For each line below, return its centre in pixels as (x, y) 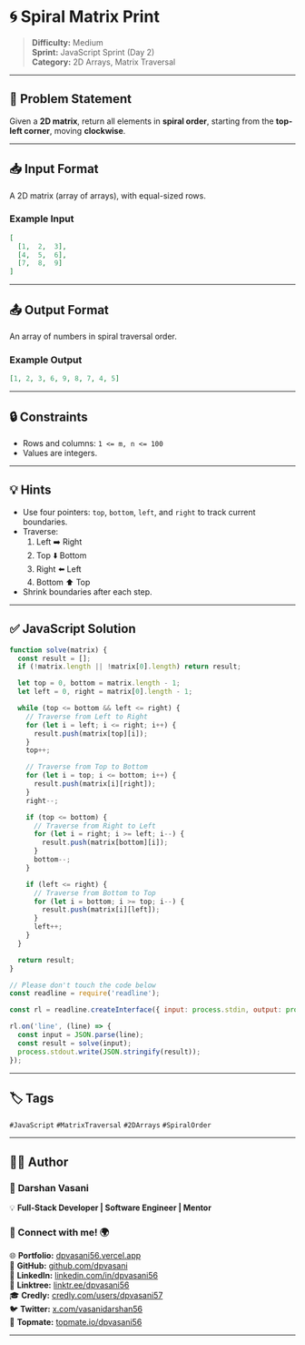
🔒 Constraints (49, 417)
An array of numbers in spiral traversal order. (93, 336)
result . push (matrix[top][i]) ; (90, 734)
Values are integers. (60, 453)
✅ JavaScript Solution (73, 629)
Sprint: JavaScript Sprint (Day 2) (93, 52)
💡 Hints (30, 490)
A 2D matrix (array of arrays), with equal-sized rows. (108, 195)
